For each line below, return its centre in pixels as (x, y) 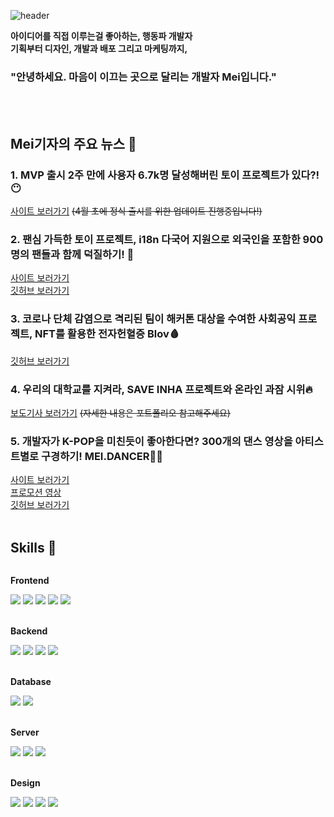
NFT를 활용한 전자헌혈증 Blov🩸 (107, 334)
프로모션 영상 (36, 492)
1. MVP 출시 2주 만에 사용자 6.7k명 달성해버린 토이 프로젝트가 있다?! (165, 175)
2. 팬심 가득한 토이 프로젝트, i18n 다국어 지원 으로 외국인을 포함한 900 (167, 239)
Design (25, 782)
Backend (29, 631)
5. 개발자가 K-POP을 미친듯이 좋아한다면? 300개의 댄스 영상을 (151, 441)
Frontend (30, 580)
